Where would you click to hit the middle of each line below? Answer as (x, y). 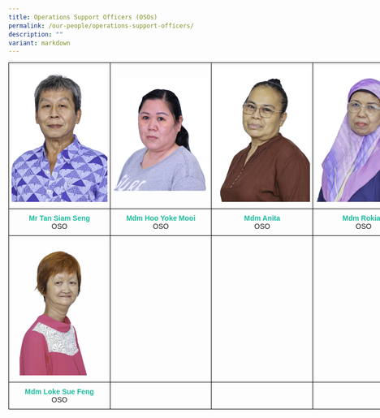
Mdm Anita (262, 218)
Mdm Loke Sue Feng (60, 391)
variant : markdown (39, 43)
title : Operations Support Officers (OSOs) (83, 17)
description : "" (36, 34)
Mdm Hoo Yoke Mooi (161, 218)
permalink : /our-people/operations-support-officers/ (101, 26)
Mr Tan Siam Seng (60, 218)
